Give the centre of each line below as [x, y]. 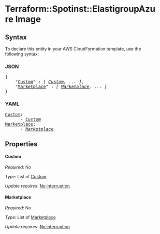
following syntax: [22, 54]
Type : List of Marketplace [30, 217]
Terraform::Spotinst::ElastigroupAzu [80, 9]
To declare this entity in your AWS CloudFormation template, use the [73, 49]
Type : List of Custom [26, 177]
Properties [21, 144]
